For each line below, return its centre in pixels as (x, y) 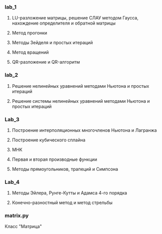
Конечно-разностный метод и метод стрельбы (62, 203)
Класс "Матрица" (23, 226)
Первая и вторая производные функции (54, 159)
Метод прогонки (29, 33)
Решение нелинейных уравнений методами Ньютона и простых (80, 86)
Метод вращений (30, 52)
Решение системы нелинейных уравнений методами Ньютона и (81, 101)
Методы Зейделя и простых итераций (52, 43)
